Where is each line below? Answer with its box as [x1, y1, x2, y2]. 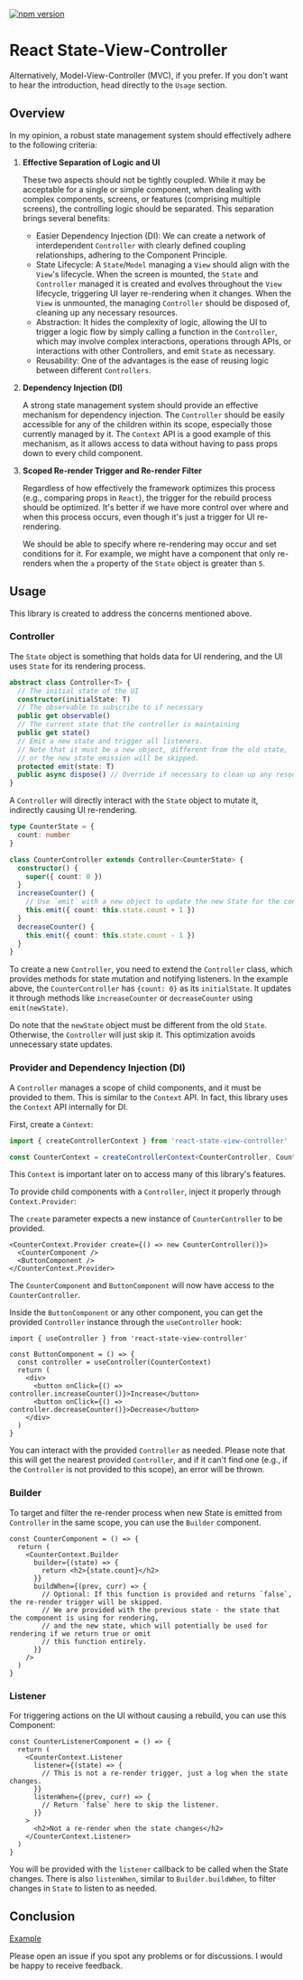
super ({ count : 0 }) [25, 872, 103, 881]
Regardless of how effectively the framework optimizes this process [22, 482, 276, 493]
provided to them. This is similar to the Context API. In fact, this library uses [9, 1091, 289, 1102]
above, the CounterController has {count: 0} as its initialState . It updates [9, 983, 291, 994]
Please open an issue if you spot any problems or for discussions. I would [9, 1950, 283, 1961]
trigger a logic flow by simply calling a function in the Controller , [35, 326, 278, 337]
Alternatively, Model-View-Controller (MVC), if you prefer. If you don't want [9, 70, 289, 80]
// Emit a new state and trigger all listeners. [17, 736, 204, 745]
